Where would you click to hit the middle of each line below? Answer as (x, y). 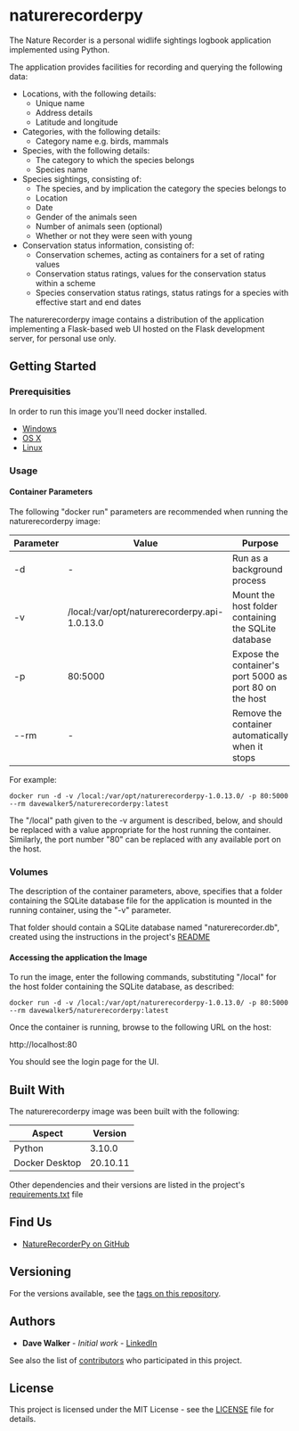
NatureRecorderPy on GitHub (76, 1244)
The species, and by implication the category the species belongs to (161, 188)
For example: (33, 779)
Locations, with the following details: (89, 94)
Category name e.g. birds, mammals (102, 141)
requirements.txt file (46, 1195)
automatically (260, 735)
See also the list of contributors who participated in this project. (126, 1360)
